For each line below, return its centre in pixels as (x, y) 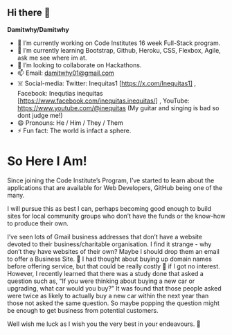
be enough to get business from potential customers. (83, 310)
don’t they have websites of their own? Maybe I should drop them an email (113, 251)
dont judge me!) (40, 115)
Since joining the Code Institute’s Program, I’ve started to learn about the (111, 180)
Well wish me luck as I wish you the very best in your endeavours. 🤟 (104, 324)
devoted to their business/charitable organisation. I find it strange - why (109, 244)
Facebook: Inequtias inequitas (60, 93)
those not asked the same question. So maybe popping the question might (113, 303)
